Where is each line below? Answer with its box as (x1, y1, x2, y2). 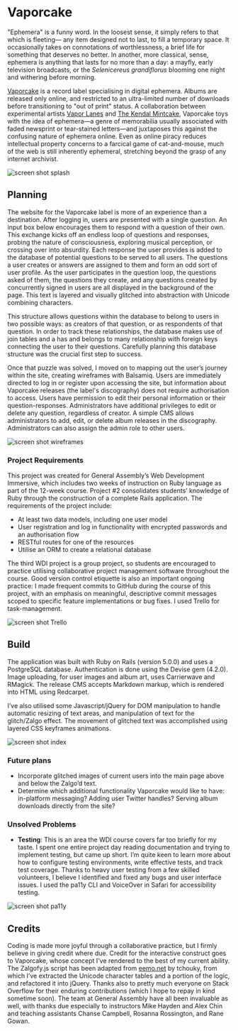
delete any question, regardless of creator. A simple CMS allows (7, 409, 195, 417)
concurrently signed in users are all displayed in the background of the (7, 283, 214, 292)
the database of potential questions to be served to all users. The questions (7, 253, 228, 261)
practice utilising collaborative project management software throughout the (7, 567, 229, 575)
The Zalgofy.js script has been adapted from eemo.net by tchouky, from (7, 964, 217, 973)
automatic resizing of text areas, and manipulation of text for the (7, 709, 195, 717)
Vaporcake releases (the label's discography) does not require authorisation (7, 386, 229, 395)
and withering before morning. (7, 72, 96, 82)
